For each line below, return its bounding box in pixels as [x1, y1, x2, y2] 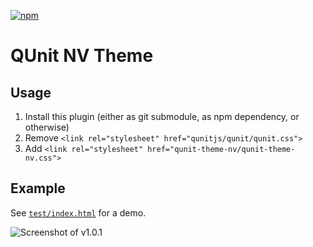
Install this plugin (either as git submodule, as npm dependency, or [24, 111, 300, 122]
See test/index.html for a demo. [10, 206, 147, 219]
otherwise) [24, 121, 70, 133]
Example [10, 180, 66, 197]
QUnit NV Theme [10, 45, 154, 67]
